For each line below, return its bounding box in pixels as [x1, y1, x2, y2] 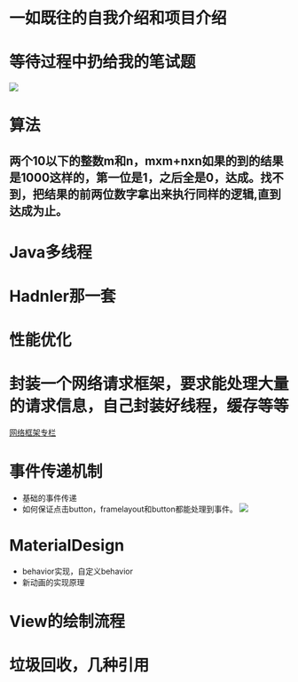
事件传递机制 [9, 462, 104, 482]
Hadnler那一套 [9, 286, 116, 306]
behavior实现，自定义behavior [21, 566, 133, 577]
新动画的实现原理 [21, 577, 85, 588]
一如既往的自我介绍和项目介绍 [9, 8, 228, 28]
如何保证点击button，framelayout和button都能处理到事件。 [21, 504, 238, 515]
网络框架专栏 [9, 427, 56, 438]
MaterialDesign [9, 535, 125, 556]
